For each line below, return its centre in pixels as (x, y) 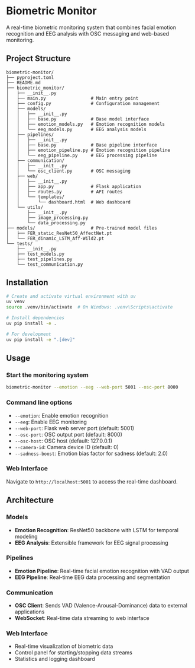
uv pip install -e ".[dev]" (41, 339)
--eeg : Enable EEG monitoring (51, 422)
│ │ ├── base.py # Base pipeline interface (82, 145)
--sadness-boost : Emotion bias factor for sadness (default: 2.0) (91, 453)
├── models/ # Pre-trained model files (82, 228)
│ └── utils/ (25, 207)
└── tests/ (19, 244)
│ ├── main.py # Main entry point (72, 98)
